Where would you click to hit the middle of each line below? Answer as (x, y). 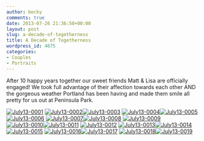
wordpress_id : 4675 (31, 46)
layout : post (23, 29)
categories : (21, 52)
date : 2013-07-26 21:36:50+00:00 (49, 23)
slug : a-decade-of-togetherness (47, 35)
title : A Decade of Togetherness (49, 40)
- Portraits (21, 63)
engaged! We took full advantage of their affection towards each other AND (101, 87)
